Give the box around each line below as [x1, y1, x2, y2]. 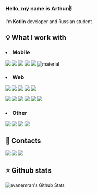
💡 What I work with [5, 33, 67, 42]
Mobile [12, 49, 30, 56]
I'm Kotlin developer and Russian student [5, 18, 92, 25]
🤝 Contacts [5, 136, 41, 145]
